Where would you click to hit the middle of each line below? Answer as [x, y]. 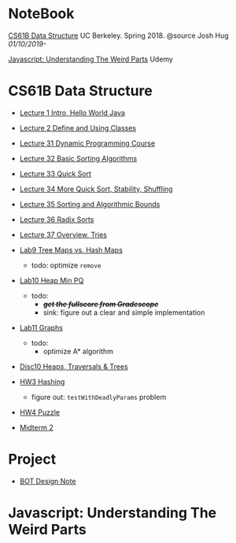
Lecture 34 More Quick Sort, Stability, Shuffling [96, 189]
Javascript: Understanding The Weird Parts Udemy [90, 59]
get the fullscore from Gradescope [101, 304]
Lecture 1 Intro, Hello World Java [72, 113]
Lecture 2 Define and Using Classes [77, 127]
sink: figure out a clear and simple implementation [124, 312]
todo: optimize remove [66, 265]
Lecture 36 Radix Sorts [57, 219]
